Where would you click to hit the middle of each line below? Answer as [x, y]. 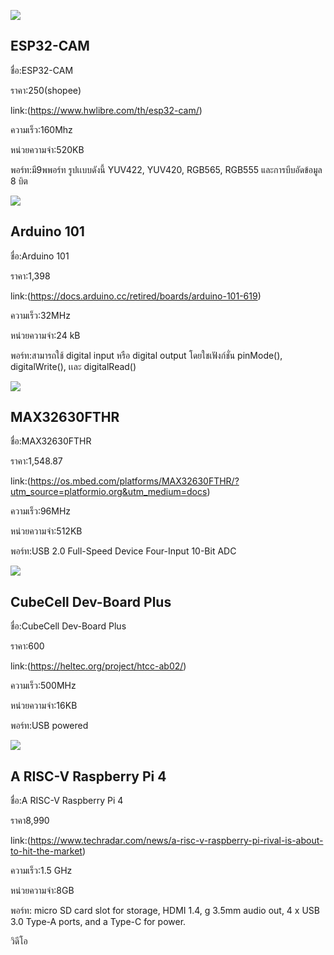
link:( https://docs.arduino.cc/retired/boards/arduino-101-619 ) [136, 296]
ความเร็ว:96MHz [41, 511]
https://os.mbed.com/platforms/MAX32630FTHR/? [134, 481]
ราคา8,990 [30, 821]
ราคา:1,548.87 [36, 461]
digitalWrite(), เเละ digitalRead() [73, 366]
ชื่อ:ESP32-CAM [42, 70]
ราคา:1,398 [30, 276]
